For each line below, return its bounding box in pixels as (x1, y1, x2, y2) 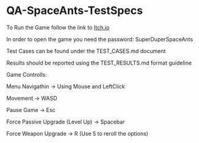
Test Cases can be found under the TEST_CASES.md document (6, 47, 166, 55)
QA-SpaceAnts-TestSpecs (6, 4, 143, 18)
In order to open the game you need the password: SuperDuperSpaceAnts (6, 35, 194, 43)
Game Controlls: (6, 71, 47, 78)
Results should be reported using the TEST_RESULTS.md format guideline (6, 59, 192, 66)
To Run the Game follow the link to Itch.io (6, 24, 110, 31)
